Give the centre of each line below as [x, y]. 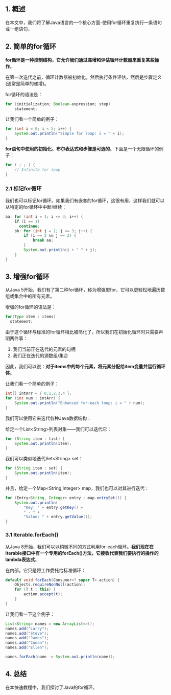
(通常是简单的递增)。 [27, 83]
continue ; [29, 226]
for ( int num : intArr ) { [33, 398]
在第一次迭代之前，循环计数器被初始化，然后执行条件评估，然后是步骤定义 [83, 77]
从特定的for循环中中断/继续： [36, 207]
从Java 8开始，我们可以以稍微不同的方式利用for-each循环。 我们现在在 [80, 547]
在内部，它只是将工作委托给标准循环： [45, 570]
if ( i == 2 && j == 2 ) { [50, 236]
